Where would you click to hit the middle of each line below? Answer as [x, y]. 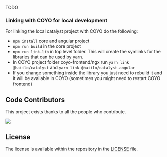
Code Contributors [35, 99]
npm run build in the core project [47, 46]
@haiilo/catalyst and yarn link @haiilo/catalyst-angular [74, 68]
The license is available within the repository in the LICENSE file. [72, 149]
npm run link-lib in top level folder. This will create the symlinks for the [87, 52]
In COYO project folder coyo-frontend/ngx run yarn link [71, 62]
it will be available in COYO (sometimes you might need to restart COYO [87, 78]
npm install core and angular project [51, 41]
